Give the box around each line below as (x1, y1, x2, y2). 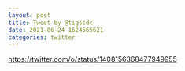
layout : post (8, 11, 51, 20)
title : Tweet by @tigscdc (8, 19, 93, 27)
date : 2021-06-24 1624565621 (8, 26, 104, 34)
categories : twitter (8, 33, 76, 41)
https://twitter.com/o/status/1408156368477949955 (8, 55, 177, 64)
